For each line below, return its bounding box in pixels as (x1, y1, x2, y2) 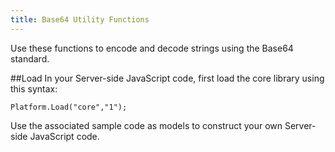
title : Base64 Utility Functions (10, 14, 150, 25)
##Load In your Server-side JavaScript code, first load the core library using (10, 72, 325, 84)
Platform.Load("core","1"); (10, 102, 128, 112)
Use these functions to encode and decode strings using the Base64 (10, 42, 294, 54)
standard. (10, 52, 50, 65)
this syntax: (10, 82, 58, 95)
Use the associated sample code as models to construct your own (10, 119, 283, 131)
